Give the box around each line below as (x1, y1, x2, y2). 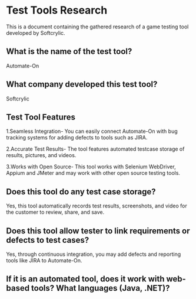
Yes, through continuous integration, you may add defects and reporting (6, 251, 181, 258)
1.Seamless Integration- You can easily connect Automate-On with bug (6, 128, 178, 135)
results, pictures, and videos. (6, 152, 77, 159)
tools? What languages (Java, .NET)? (31, 283, 170, 293)
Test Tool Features (6, 112, 75, 122)
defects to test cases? (6, 235, 89, 245)
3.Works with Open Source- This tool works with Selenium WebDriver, (6, 163, 176, 170)
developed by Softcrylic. (6, 29, 66, 36)
